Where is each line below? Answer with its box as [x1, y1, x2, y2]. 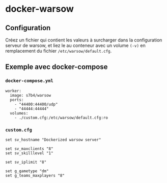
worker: [5, 88, 22, 94]
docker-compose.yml [5, 78, 53, 84]
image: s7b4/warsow [10, 93, 51, 98]
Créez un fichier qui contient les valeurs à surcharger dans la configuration [5, 37, 162, 43]
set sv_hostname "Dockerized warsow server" [5, 137, 101, 142]
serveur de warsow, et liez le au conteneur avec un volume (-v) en [5, 42, 146, 49]
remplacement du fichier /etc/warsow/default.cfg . [5, 48, 112, 54]
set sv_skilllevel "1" [5, 150, 53, 156]
